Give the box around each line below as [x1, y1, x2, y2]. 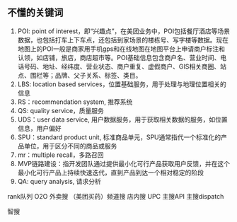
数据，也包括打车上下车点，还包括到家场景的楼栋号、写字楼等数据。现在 [17, 35, 229, 44]
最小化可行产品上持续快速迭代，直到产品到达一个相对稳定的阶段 [17, 168, 204, 177]
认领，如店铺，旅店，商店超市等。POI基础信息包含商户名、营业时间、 [17, 53, 221, 62]
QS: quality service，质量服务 [17, 106, 105, 115]
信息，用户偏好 [17, 124, 62, 132]
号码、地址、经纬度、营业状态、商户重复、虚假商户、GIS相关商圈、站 [23, 62, 226, 71]
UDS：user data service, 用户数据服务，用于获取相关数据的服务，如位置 [17, 115, 228, 124]
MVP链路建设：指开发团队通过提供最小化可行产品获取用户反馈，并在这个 [17, 159, 231, 168]
